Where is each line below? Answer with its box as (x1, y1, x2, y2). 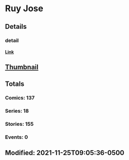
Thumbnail (5, 63, 39, 71)
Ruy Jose (5, 3, 44, 14)
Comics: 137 (5, 94, 35, 101)
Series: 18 (5, 107, 29, 114)
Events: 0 (5, 134, 28, 140)
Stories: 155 (5, 120, 34, 127)
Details (5, 22, 27, 31)
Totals (5, 80, 24, 88)
